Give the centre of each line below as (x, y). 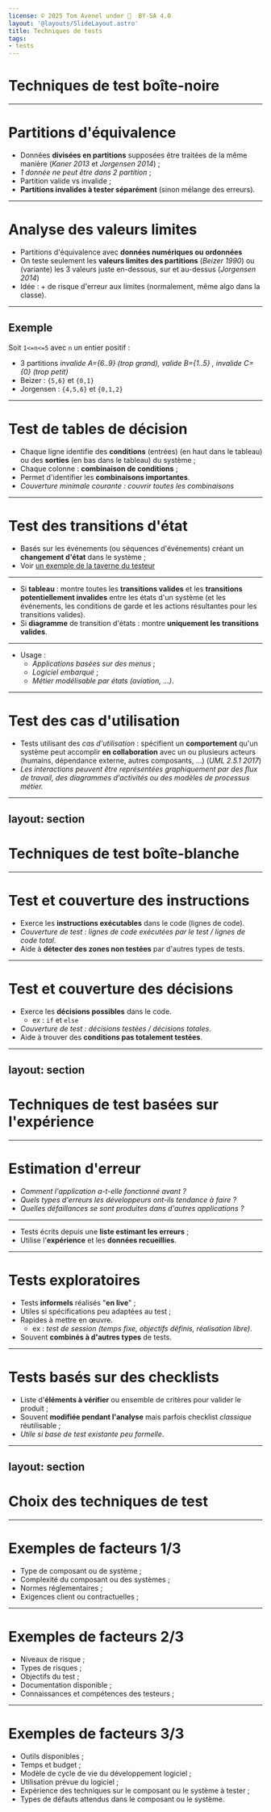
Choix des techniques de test (108, 1501)
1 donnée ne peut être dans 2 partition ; (85, 172)
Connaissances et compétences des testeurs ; (97, 1694)
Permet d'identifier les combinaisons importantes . (105, 477)
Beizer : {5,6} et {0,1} (57, 380)
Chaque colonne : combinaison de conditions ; (99, 469)
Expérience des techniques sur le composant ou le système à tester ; (135, 1791)
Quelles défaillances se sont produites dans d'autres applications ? (132, 1209)
